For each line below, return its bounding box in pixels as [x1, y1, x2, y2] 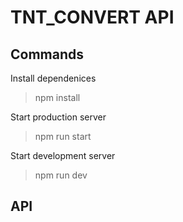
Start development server [10, 150, 116, 161]
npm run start [34, 131, 92, 142]
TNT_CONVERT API [10, 6, 175, 29]
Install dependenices [10, 72, 97, 84]
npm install [34, 92, 81, 103]
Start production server [10, 111, 107, 123]
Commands [10, 46, 85, 63]
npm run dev [34, 169, 88, 181]
